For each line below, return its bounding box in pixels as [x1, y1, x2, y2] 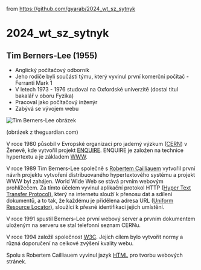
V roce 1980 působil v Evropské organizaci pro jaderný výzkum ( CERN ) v [6, 140, 188, 147]
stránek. [6, 258, 27, 265]
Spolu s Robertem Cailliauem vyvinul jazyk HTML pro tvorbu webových [6, 251, 183, 258]
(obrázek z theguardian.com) [6, 128, 78, 136]
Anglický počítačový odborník [14, 67, 90, 73]
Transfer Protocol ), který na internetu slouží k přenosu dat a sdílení [6, 191, 173, 197]
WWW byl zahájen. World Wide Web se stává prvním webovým [6, 178, 164, 185]
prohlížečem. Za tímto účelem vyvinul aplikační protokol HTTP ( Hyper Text [6, 184, 191, 191]
